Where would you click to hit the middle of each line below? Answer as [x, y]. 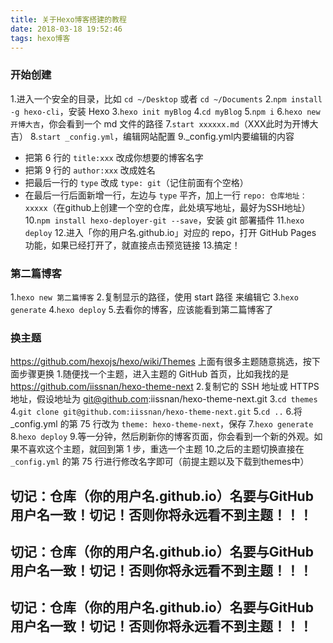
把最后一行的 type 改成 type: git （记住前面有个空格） [136, 182]
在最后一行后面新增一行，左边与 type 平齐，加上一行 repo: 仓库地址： [166, 195]
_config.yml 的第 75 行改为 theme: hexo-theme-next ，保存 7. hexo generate [162, 424]
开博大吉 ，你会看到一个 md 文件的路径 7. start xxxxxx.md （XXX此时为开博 [160, 123]
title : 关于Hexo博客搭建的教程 [68, 19]
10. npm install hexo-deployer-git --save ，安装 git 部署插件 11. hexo [164, 220]
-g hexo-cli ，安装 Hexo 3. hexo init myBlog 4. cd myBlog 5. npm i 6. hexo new [165, 111]
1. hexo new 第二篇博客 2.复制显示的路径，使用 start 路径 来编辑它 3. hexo [154, 297]
